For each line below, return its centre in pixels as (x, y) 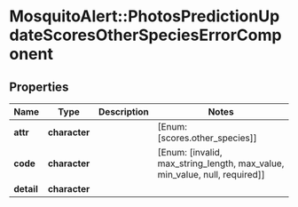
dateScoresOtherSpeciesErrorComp (145, 35)
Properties (39, 87)
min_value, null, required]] (211, 175)
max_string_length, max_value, (221, 163)
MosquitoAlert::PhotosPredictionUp (145, 16)
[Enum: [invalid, (190, 152)
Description (124, 111)
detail (26, 189)
